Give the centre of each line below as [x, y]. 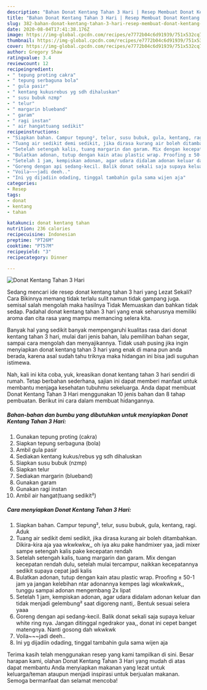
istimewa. [19, 363]
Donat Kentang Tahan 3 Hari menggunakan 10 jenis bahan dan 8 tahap [96, 394]
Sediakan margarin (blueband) [54, 476]
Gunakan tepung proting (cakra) [57, 437]
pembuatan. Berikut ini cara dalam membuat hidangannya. [81, 401]
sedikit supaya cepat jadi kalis [54, 571]
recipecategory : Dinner [37, 257]
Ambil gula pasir [36, 450]
